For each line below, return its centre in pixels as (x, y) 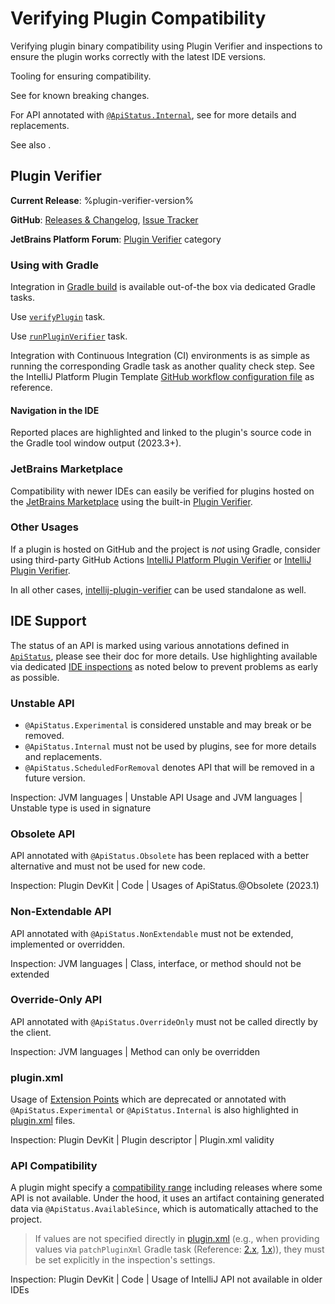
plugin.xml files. (43, 1121)
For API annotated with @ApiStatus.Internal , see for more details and (153, 114)
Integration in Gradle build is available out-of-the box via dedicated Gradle (163, 287)
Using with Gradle (55, 265)
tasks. (23, 298)
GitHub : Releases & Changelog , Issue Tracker (104, 219)
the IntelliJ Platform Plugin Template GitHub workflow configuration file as (162, 377)
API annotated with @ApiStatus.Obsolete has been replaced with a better (160, 856)
